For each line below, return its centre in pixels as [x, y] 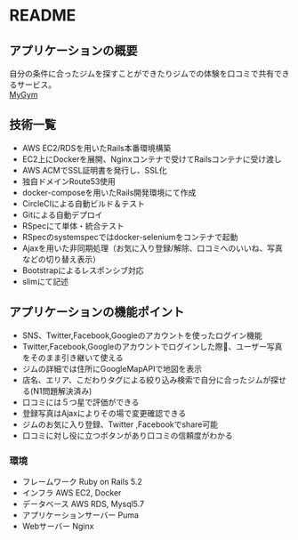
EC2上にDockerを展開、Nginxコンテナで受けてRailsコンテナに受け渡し [152, 159]
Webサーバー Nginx [58, 526]
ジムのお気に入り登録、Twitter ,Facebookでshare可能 [120, 424]
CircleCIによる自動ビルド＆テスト [83, 203]
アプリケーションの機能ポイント [97, 312]
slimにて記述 [45, 281]
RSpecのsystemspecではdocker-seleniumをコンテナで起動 [130, 237]
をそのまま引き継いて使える [72, 358]
